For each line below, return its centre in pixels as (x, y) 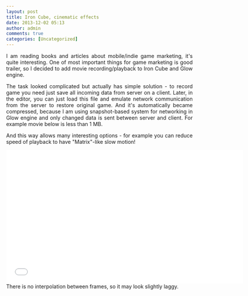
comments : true (25, 34)
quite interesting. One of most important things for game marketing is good (99, 62)
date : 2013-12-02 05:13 (36, 22)
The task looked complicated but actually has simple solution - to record (99, 86)
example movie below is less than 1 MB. (54, 124)
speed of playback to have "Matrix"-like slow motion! (71, 142)
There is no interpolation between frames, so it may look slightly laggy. (92, 287)
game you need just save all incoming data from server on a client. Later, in (99, 93)
